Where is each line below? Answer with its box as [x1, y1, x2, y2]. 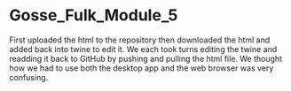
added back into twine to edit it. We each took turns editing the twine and [9, 43, 278, 54]
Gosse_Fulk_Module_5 [9, 5, 178, 26]
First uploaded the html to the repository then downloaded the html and [9, 34, 271, 45]
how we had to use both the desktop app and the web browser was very [9, 63, 274, 73]
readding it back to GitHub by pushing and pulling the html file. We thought [9, 53, 282, 64]
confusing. [9, 72, 49, 82]
